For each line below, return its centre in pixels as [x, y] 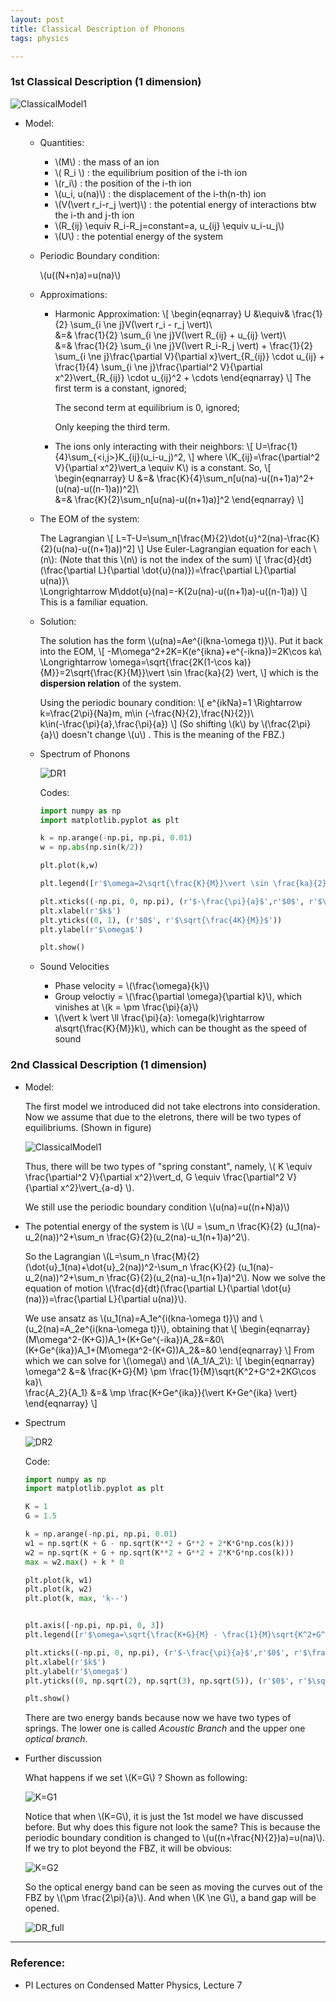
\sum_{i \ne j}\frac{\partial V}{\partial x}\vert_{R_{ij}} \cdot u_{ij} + [190, 356]
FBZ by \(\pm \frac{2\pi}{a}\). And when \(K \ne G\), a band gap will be [170, 1898]
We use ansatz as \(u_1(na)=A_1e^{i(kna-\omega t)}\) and [141, 1318]
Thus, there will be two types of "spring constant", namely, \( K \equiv [168, 1166]
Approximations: [73, 294]
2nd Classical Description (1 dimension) [109, 1065]
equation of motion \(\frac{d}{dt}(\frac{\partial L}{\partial [142, 1288]
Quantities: [62, 142]
